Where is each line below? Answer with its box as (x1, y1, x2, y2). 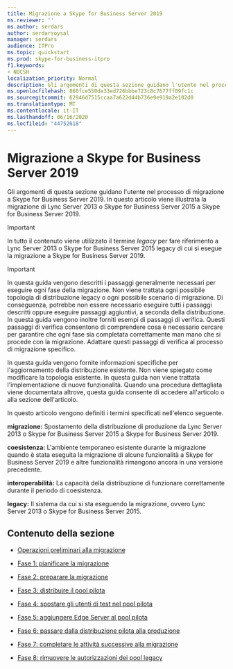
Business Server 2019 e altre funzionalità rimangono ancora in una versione (7, 458, 223, 467)
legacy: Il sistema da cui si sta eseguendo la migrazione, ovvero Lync (7, 500, 206, 508)
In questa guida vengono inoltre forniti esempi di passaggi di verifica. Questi (7, 316, 225, 324)
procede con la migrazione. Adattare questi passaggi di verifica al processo (7, 338, 223, 346)
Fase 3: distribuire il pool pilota (17, 586, 105, 595)
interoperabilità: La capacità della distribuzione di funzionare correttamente (7, 479, 225, 487)
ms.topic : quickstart (7, 49, 70, 56)
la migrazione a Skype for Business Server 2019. (7, 252, 146, 260)
